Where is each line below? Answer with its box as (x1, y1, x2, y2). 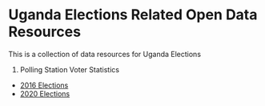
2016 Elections (19, 80, 69, 90)
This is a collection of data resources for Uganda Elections (8, 49, 202, 59)
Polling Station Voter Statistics (19, 64, 120, 74)
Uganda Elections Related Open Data (8, 6, 258, 24)
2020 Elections (19, 88, 70, 98)
